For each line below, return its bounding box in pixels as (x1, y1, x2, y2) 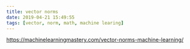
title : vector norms (6, 8, 59, 15)
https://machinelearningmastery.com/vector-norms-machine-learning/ (6, 36, 184, 44)
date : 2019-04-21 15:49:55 (6, 14, 75, 20)
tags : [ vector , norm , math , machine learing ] (6, 20, 124, 26)
